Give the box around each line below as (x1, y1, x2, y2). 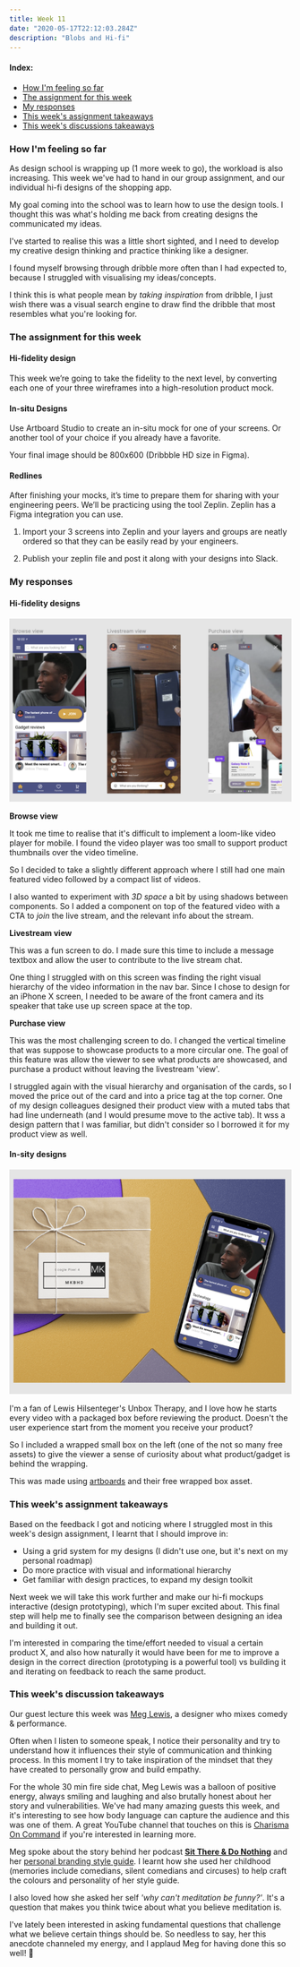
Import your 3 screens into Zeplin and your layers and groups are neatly (21, 527, 287, 537)
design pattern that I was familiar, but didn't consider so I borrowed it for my (9, 1119, 290, 1130)
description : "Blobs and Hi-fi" (9, 33, 130, 42)
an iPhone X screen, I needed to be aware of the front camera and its (9, 991, 264, 1001)
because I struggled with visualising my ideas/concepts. (9, 271, 217, 282)
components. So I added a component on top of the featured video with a (9, 900, 280, 911)
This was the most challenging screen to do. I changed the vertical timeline (9, 1035, 287, 1045)
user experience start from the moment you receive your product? (9, 1422, 253, 1433)
